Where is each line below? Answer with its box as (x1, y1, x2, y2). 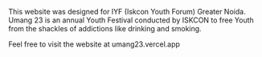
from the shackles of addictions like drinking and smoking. (8, 24, 203, 33)
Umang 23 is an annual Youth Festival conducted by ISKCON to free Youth (8, 15, 255, 25)
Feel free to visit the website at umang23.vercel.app (8, 39, 181, 49)
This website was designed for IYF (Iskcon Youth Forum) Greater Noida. (8, 7, 247, 16)
